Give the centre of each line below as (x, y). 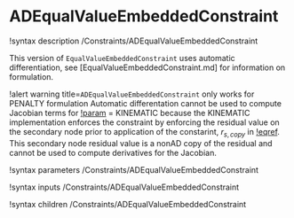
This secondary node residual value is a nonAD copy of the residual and (141, 143)
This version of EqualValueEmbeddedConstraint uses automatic (122, 58)
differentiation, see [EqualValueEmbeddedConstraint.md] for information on (147, 67)
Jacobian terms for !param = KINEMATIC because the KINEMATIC (130, 113)
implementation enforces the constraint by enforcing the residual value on (144, 122)
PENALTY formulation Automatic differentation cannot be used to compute (146, 103)
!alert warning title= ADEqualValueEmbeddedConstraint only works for (132, 94)
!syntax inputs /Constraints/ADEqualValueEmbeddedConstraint (124, 187)
